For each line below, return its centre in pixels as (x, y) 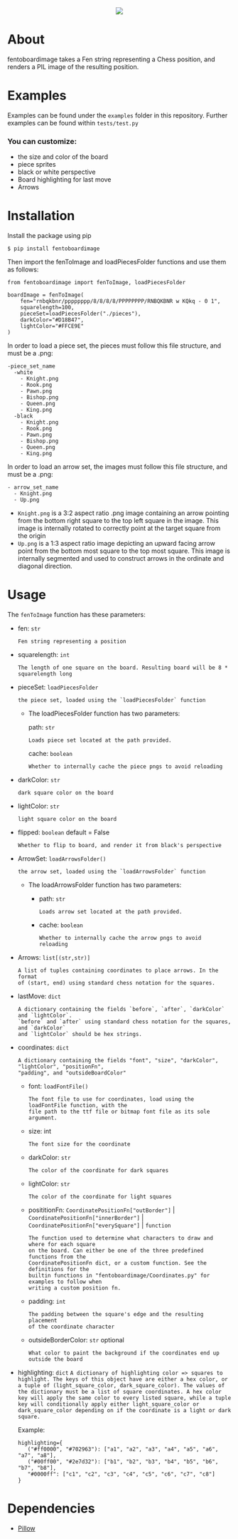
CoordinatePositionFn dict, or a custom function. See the (118, 1263)
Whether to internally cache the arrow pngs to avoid (120, 938)
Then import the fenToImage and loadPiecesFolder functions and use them (117, 262)
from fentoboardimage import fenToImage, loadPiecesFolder (97, 283)
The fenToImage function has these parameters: (76, 615)
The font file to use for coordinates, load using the (111, 1099)
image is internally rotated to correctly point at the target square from (119, 528)
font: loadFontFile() (58, 1087)
